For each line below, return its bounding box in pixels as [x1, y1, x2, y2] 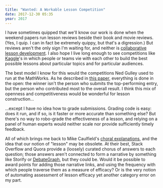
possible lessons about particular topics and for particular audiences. [5, 61, 144, 66]
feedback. [5, 126, 25, 132]
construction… [5, 96, 34, 102]
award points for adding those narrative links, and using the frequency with [5, 162, 156, 167]
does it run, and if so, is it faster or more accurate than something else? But [5, 111, 156, 117]
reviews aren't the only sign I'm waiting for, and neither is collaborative [5, 45, 147, 51]
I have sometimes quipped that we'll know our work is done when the [5, 30, 144, 36]
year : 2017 [5, 16, 27, 21]
